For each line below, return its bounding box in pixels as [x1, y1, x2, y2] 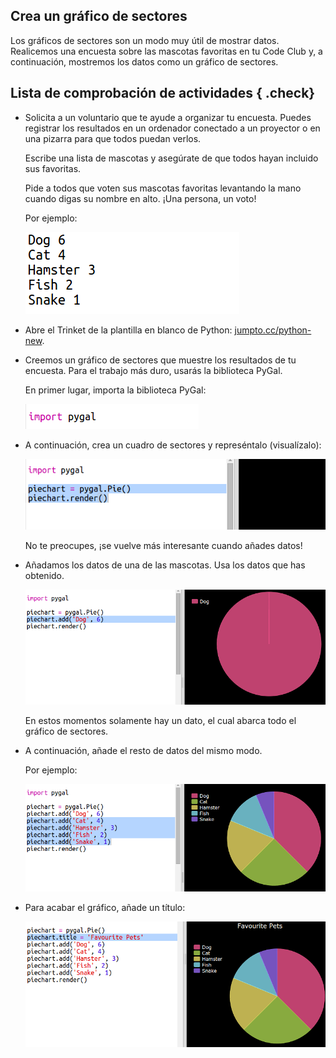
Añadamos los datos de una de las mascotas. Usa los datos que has [24, 559, 306, 571]
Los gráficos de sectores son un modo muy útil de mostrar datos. [10, 34, 280, 46]
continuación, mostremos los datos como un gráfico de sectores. [10, 55, 279, 68]
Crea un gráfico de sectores [10, 8, 188, 25]
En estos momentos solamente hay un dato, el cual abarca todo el [24, 714, 297, 726]
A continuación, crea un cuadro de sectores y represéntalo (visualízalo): [24, 439, 322, 451]
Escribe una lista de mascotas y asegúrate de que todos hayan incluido [24, 152, 319, 164]
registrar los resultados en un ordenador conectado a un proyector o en [24, 122, 321, 134]
